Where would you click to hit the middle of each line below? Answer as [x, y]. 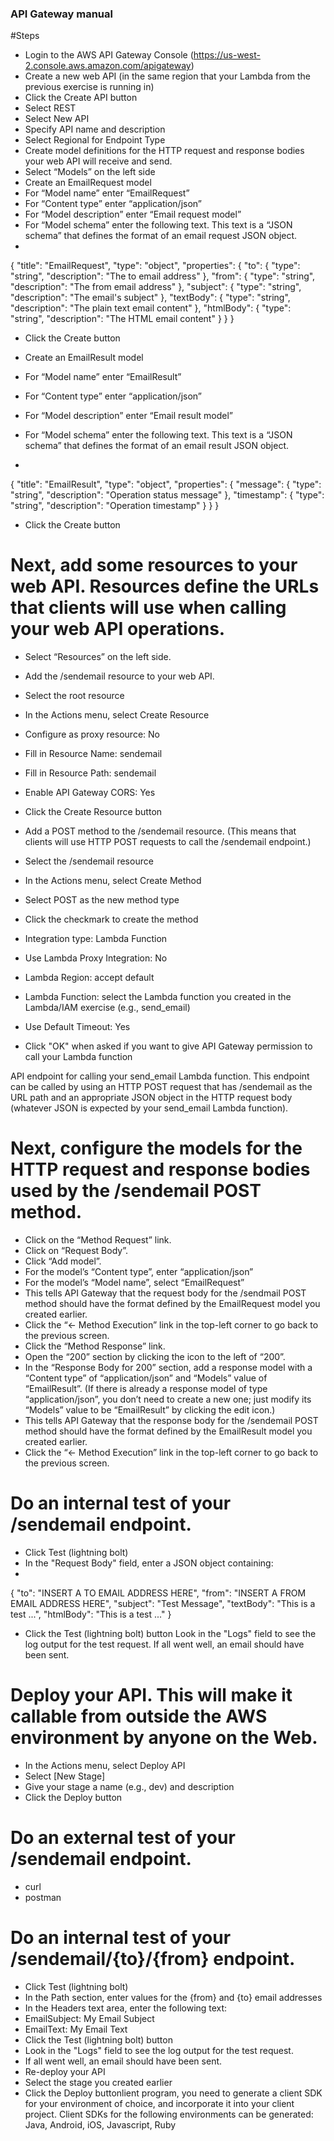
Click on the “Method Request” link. [98, 1240]
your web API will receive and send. [98, 161]
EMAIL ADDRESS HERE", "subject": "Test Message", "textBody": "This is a [163, 1604]
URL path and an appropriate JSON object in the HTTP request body [151, 1098]
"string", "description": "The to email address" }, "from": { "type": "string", [163, 276]
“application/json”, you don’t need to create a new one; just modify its [168, 1399]
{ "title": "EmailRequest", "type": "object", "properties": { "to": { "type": [155, 266]
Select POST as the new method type [102, 900]
